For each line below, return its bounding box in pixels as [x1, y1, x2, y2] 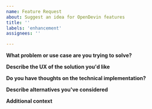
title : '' [6, 19, 31, 25]
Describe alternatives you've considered [6, 86, 108, 93]
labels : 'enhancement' [6, 25, 62, 31]
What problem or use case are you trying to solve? [6, 52, 133, 59]
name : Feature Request [6, 8, 62, 15]
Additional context [6, 98, 53, 105]
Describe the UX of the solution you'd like [6, 63, 110, 71]
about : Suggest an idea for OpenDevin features [6, 14, 125, 20]
